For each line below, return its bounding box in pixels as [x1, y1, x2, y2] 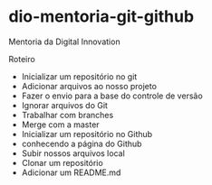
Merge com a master [21, 119, 101, 130]
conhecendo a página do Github [21, 138, 142, 149]
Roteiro [8, 53, 35, 64]
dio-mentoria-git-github [8, 6, 195, 27]
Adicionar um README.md [21, 167, 121, 178]
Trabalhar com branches [21, 109, 114, 120]
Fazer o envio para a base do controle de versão [21, 90, 203, 101]
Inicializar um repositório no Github [21, 128, 153, 139]
